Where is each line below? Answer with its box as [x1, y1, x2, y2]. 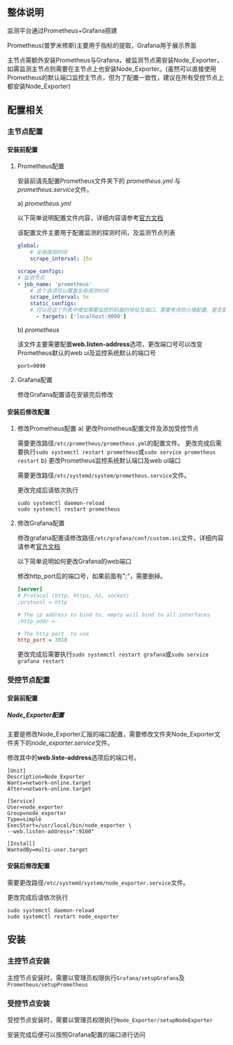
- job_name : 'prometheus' [17, 281, 92, 288]
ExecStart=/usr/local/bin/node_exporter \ [7, 822, 132, 829]
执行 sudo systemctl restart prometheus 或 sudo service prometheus [23, 447, 216, 456]
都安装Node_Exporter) [7, 82, 71, 90]
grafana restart [17, 658, 64, 665]
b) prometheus [17, 325, 60, 334]
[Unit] [7, 767, 26, 774]
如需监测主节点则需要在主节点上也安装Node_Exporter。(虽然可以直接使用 [7, 65, 217, 73]
